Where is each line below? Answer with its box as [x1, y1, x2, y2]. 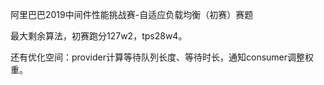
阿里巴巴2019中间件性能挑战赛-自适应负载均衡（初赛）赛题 [10, 9, 254, 20]
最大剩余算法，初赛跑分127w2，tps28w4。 [10, 30, 188, 42]
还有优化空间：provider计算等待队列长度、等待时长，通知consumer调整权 [10, 51, 315, 63]
